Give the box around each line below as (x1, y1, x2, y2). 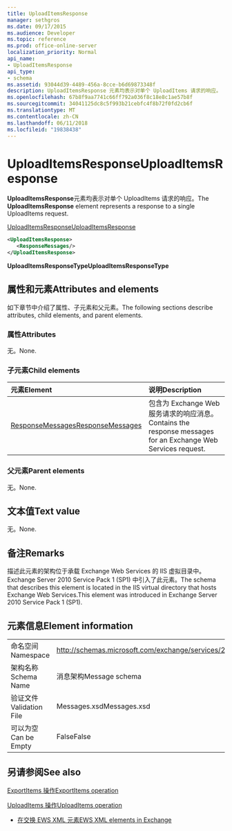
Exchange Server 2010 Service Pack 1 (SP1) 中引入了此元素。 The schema (7, 575, 216, 584)
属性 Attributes (7, 330, 57, 339)
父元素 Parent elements (7, 466, 85, 476)
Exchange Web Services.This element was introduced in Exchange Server (7, 591, 217, 599)
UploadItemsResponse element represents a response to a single (7, 202, 195, 211)
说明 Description (148, 385, 202, 395)
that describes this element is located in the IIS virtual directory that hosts (7, 583, 217, 592)
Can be (10, 733, 35, 742)
